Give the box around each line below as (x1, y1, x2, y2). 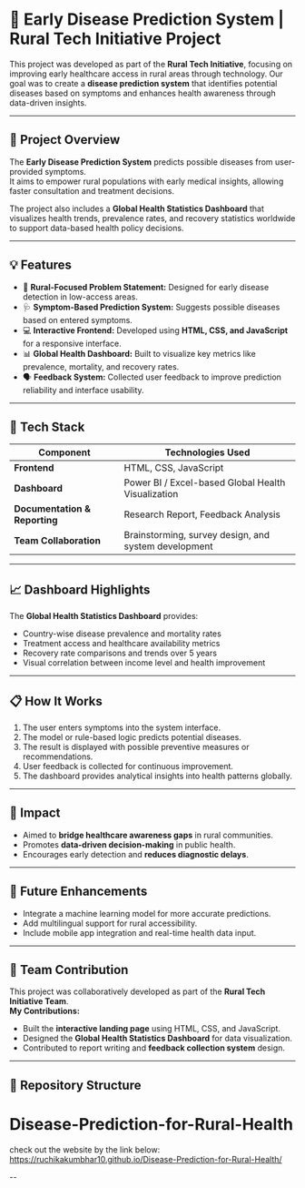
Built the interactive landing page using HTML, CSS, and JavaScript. (22, 1023, 281, 1034)
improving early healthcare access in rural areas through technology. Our (9, 68, 283, 79)
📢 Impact (9, 806, 61, 821)
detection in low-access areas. (22, 291, 138, 302)
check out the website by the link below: (9, 1143, 161, 1155)
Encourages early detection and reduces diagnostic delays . (22, 848, 250, 859)
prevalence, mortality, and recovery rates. (22, 360, 180, 372)
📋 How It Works (9, 693, 103, 709)
